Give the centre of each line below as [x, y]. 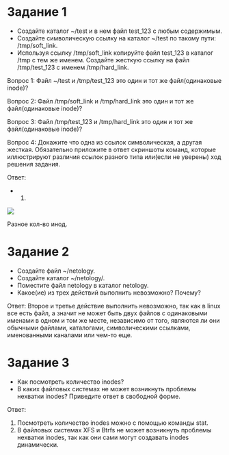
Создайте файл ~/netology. [56, 271]
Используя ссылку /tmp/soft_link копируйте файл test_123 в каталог [115, 53]
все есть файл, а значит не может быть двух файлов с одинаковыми [107, 313]
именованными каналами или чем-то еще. [70, 335]
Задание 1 [37, 12]
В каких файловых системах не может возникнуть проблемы [107, 389]
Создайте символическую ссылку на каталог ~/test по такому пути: [117, 38]
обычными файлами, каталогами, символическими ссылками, [99, 328]
